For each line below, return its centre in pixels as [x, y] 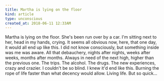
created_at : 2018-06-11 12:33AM [38, 23]
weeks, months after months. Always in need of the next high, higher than [80, 58]
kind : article [20, 14]
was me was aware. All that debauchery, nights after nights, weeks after [78, 53]
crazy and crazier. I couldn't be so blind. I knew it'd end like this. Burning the [82, 68]
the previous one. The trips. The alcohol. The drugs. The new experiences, [80, 63]
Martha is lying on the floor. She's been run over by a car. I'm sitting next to [81, 37]
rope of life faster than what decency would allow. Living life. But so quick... [81, 73]
